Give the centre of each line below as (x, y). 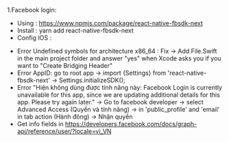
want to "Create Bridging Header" (65, 66)
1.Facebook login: (32, 10)
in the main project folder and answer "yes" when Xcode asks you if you (119, 58)
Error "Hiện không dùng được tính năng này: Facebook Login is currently (120, 87)
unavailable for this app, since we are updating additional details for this (119, 95)
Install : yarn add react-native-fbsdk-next (75, 31)
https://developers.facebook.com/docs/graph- (131, 124)
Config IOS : (34, 38)
